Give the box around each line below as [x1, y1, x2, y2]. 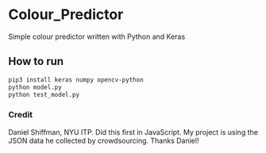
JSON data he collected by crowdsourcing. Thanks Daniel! [8, 136, 199, 145]
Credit [8, 109, 33, 120]
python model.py [8, 83, 62, 91]
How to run [8, 55, 64, 68]
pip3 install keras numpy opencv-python [8, 75, 145, 84]
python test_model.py [8, 90, 80, 98]
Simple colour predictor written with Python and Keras [8, 32, 186, 41]
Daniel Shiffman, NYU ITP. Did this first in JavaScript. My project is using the [8, 127, 258, 136]
